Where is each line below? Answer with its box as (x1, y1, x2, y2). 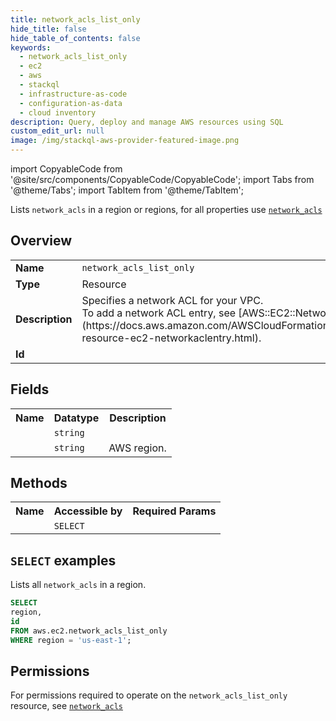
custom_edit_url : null (10, 126, 105, 136)
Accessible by (53, 504, 123, 518)
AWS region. (108, 441, 167, 455)
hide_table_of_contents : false (10, 33, 141, 43)
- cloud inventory (19, 107, 97, 118)
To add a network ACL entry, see (81, 306, 237, 320)
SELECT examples (10, 552, 117, 569)
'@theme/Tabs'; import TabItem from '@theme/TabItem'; (10, 184, 244, 196)
